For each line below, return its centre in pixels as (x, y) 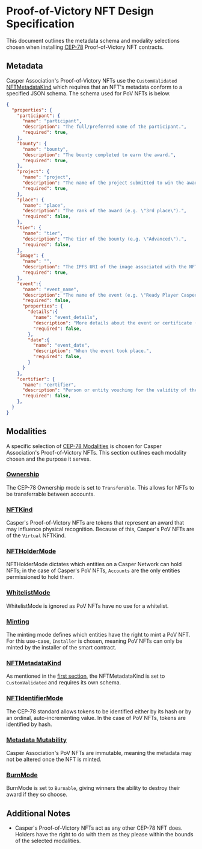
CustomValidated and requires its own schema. (64, 683)
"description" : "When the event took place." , (92, 351)
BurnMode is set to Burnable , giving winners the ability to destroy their (93, 788)
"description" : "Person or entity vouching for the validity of (104, 390)
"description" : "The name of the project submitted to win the (103, 183)
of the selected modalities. (48, 841)
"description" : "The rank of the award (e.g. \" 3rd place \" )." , (104, 211)
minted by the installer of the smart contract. (61, 648)
